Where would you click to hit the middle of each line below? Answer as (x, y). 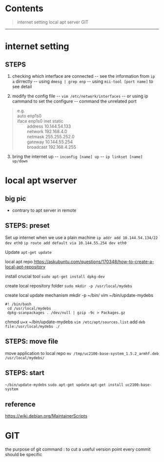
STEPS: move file (32, 341)
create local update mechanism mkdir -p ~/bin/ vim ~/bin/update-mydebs (79, 295)
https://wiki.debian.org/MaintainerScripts (46, 416)
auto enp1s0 (29, 116)
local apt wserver (41, 181)
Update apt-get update (29, 252)
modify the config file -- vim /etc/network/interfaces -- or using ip (80, 96)
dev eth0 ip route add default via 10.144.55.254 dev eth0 (66, 243)
